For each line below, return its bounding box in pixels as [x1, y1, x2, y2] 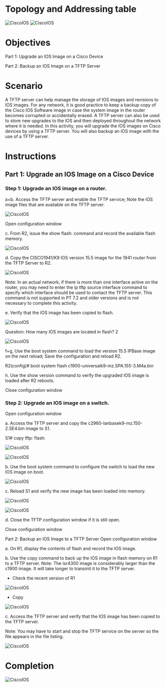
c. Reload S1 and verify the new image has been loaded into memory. [5, 488, 146, 494]
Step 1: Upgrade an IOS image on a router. [5, 185, 107, 192]
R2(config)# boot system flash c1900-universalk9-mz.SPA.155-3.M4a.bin [5, 363, 154, 368]
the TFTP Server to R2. [5, 260, 52, 266]
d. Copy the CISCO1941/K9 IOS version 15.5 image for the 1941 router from [5, 254, 157, 260]
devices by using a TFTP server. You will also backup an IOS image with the [5, 128, 160, 134]
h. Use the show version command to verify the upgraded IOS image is [5, 372, 149, 378]
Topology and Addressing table [5, 3, 137, 15]
